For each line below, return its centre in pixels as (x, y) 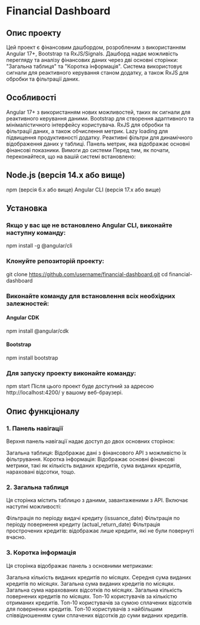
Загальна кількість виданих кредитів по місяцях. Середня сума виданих (99, 577)
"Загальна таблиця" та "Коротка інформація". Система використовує (94, 66)
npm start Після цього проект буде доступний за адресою (80, 386)
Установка (27, 208)
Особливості (31, 98)
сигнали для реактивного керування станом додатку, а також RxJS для (98, 72)
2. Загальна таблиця (37, 487)
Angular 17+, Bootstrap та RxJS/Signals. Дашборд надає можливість (92, 54)
